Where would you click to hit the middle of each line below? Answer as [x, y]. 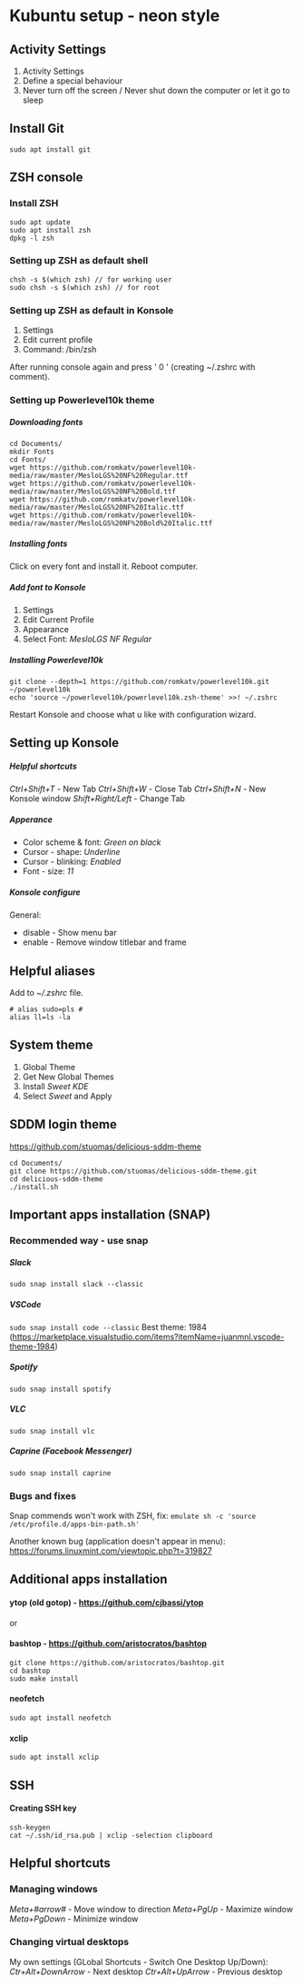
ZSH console [46, 178]
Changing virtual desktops [69, 1942]
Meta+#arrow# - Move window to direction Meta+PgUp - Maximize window [151, 1909]
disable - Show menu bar [70, 933]
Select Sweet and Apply [67, 1096]
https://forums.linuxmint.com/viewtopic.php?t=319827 [111, 1551]
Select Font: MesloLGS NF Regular [87, 639]
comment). [30, 377]
